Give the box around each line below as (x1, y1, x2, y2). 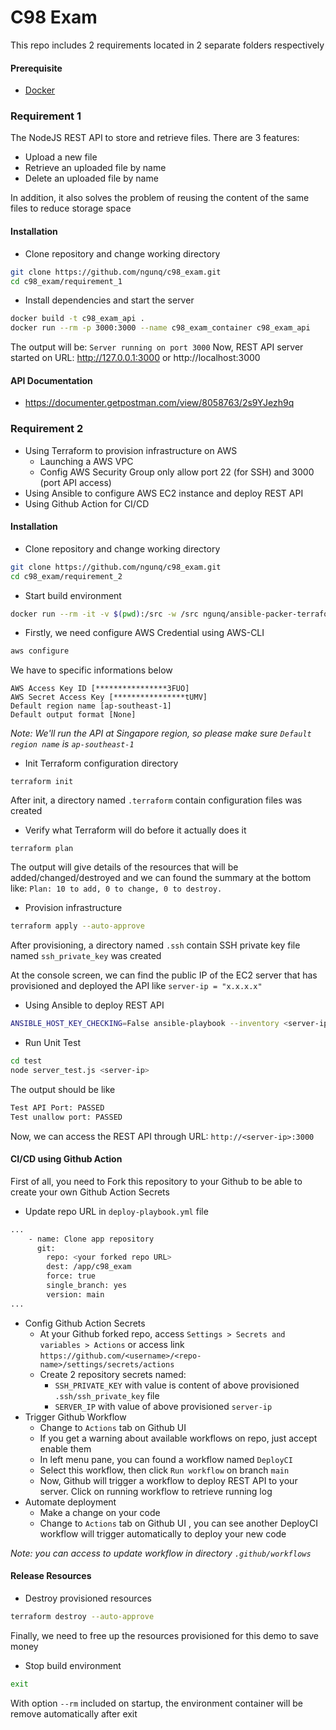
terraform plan (10, 844, 74, 854)
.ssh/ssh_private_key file (54, 1389, 160, 1401)
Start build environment (24, 589, 122, 601)
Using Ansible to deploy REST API (24, 999, 165, 1011)
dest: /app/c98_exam (46, 1262, 132, 1272)
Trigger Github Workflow (24, 1411, 127, 1423)
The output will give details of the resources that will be (10, 861, 239, 873)
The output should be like (10, 1083, 116, 1095)
